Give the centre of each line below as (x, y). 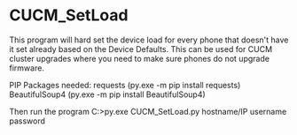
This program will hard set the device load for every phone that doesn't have (149, 40)
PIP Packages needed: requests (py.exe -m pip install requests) (125, 85)
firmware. (27, 68)
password (27, 121)
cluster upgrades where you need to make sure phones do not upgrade (140, 58)
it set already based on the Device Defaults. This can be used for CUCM (141, 49)
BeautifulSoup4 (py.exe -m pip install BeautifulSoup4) (107, 94)
